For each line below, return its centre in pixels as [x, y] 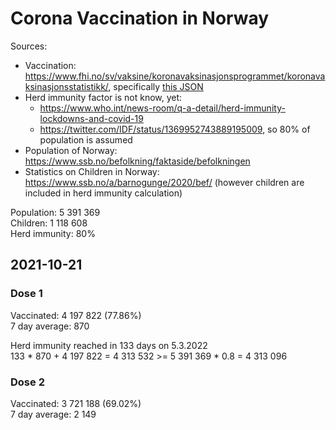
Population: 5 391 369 [55, 212]
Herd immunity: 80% [53, 233]
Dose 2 [27, 382]
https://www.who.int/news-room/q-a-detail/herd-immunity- [162, 108]
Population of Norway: [71, 150]
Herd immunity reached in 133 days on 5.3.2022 [109, 345]
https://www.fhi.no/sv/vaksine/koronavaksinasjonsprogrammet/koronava [175, 76]
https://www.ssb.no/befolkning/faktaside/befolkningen [137, 161]
